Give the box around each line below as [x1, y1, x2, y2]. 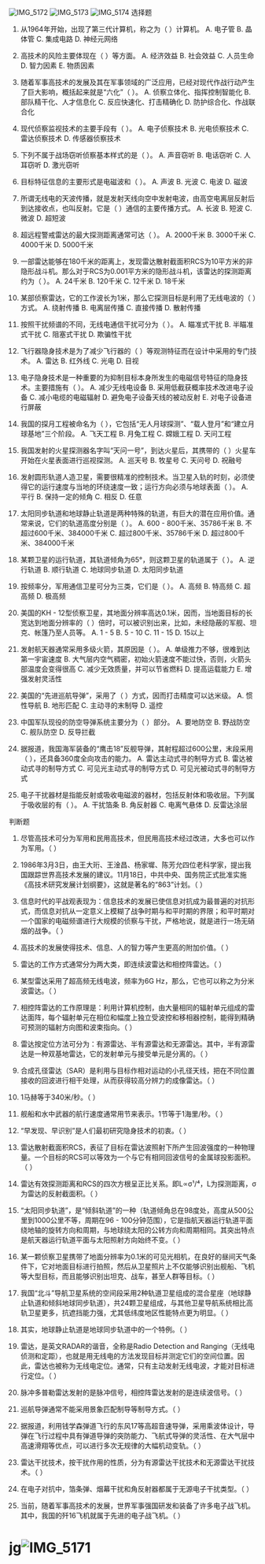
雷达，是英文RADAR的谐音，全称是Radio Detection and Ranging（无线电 [20, 1342, 255, 1351]
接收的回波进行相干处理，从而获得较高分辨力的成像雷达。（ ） [20, 1076, 219, 1085]
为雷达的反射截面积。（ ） [20, 1189, 102, 1198]
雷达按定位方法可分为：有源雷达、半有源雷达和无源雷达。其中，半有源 [20, 1040, 248, 1048]
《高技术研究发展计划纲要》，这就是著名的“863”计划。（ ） [20, 880, 208, 889]
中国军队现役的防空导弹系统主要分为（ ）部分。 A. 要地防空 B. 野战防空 [20, 717, 251, 727]
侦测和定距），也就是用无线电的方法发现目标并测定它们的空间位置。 [20, 1351, 238, 1361]
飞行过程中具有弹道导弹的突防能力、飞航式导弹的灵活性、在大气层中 [34, 1431, 255, 1440]
